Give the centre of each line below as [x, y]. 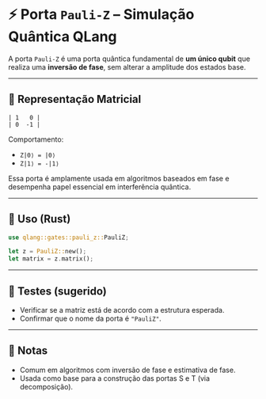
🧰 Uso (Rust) [40, 219]
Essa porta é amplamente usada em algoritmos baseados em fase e [119, 178]
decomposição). [46, 386]
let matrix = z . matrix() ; [51, 259]
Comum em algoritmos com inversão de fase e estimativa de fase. [127, 370]
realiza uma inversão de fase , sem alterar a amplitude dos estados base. [127, 66]
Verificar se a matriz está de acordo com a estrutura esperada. [122, 310]
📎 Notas [28, 351]
